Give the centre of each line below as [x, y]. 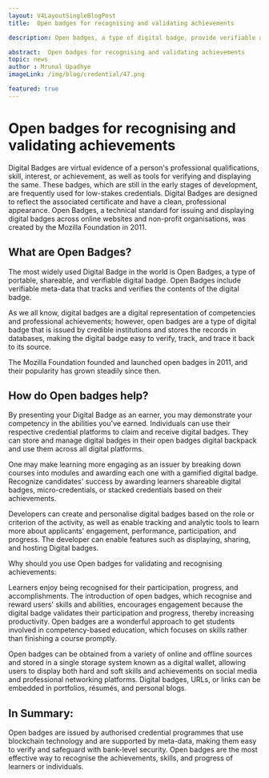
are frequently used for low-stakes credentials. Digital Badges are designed [133, 193]
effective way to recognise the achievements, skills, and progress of [121, 758]
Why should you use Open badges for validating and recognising [115, 563]
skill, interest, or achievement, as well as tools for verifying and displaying [130, 176]
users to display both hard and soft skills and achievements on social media [133, 671]
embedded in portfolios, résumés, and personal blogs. [97, 688]
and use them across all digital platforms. [76, 449]
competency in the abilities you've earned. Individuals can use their [119, 423]
